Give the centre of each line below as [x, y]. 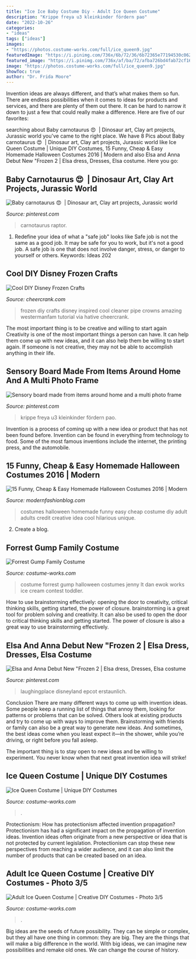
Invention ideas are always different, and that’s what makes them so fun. [93, 94]
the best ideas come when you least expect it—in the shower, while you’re [95, 734]
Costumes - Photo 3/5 [47, 883]
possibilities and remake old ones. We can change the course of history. [93, 950]
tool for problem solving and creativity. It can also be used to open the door [97, 615]
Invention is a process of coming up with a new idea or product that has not [97, 429]
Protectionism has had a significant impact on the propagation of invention [96, 830]
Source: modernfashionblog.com [46, 500]
